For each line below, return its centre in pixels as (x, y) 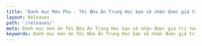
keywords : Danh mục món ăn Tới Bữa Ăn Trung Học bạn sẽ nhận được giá (96, 34)
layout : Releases (28, 17)
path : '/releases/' (31, 23)
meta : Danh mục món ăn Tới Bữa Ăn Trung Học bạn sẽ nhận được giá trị (96, 28)
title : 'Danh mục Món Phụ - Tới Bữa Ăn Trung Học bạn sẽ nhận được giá (98, 12)
